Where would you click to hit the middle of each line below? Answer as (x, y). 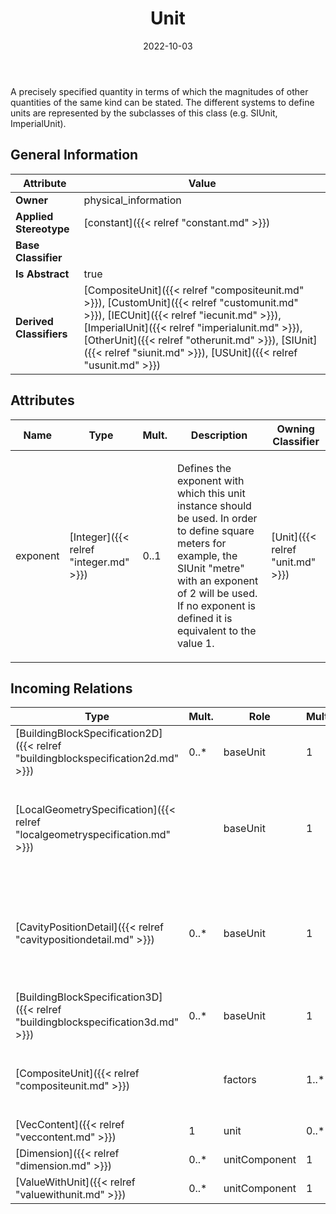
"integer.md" (99, 562)
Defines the (204, 468)
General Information (74, 155)
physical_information (132, 200)
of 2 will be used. (217, 593)
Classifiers (41, 334)
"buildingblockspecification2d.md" (97, 759)
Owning (295, 429)
